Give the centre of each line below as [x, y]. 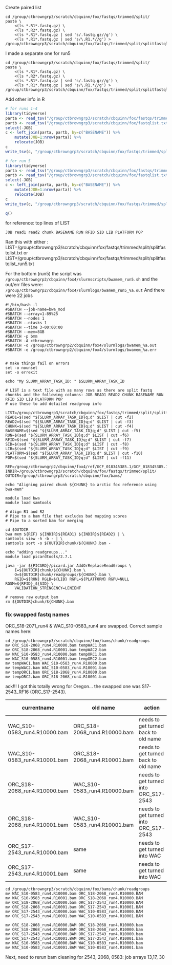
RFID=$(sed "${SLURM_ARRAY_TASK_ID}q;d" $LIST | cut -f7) [68, 440]
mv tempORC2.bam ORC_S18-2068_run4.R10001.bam [56, 677]
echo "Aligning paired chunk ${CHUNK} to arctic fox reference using [81, 485]
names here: [18, 631]
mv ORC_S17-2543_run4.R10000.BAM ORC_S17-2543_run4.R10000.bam [74, 934]
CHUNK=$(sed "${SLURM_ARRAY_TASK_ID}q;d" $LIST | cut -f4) [70, 426]
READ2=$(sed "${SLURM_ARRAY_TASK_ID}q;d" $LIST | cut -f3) [70, 422]
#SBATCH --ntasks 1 [26, 323]
